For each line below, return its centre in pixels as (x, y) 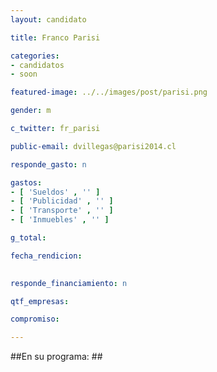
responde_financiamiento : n (69, 283)
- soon (24, 74)
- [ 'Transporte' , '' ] (62, 211)
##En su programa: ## (56, 357)
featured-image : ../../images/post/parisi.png (109, 92)
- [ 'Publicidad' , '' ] (62, 201)
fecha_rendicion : (46, 256)
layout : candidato (48, 19)
